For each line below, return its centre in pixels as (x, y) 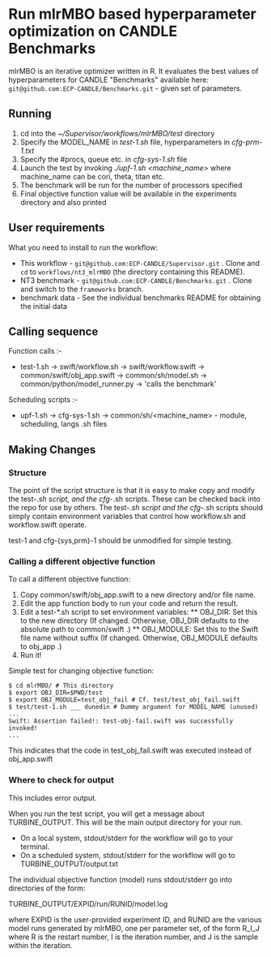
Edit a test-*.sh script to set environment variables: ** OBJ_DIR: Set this (139, 612)
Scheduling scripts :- (43, 400)
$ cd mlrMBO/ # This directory (61, 686)
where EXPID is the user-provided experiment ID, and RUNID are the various (135, 919)
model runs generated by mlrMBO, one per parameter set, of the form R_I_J (134, 928)
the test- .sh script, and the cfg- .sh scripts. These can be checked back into (134, 499)
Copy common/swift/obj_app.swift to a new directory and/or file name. (138, 595)
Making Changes (52, 450)
